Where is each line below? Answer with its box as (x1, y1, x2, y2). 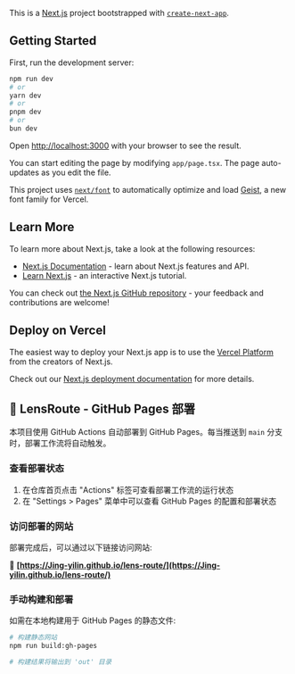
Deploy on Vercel (9, 323, 107, 338)
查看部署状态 (9, 462, 65, 475)
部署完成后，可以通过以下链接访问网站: (9, 542, 153, 553)
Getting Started (9, 33, 97, 48)
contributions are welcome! (9, 296, 110, 307)
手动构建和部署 (9, 593, 74, 605)
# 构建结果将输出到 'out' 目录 (9, 658, 112, 667)
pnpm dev (9, 107, 42, 117)
